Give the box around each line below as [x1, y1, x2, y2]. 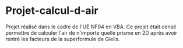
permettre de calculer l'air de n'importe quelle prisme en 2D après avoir [5, 29, 178, 36]
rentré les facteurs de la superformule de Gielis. [5, 35, 120, 42]
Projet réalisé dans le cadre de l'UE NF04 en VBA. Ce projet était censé [5, 23, 177, 30]
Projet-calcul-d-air [5, 4, 98, 17]
